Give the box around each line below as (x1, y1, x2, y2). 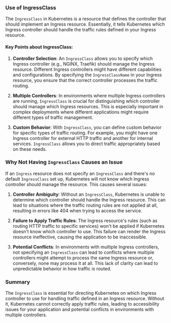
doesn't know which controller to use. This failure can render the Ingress (12, 228, 166, 234)
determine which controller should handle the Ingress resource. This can (12, 196, 166, 203)
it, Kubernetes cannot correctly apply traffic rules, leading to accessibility (5, 301, 160, 307)
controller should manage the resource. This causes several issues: (5, 181, 148, 187)
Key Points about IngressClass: (5, 44, 73, 50)
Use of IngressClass (5, 4, 56, 11)
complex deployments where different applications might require (12, 109, 149, 115)
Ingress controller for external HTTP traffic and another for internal (12, 135, 153, 141)
